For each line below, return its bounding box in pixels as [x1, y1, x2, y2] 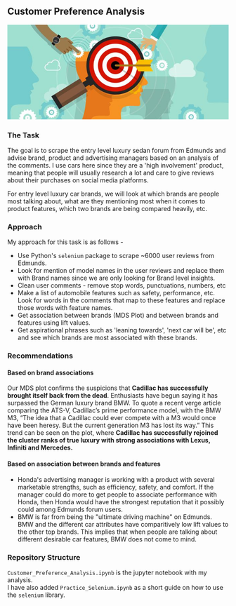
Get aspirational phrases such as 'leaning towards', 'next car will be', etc [17, 326, 227, 335]
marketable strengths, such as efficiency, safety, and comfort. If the [17, 483, 214, 491]
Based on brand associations [7, 368, 94, 377]
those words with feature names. [17, 304, 113, 312]
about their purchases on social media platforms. [7, 176, 149, 184]
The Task [7, 130, 40, 140]
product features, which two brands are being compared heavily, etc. [7, 205, 207, 213]
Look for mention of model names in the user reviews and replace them [17, 267, 225, 275]
